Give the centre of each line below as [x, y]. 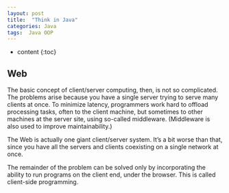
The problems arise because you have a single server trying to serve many [113, 97]
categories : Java [32, 26]
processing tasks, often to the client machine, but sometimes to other [105, 112]
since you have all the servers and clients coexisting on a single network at [113, 147]
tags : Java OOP [30, 33]
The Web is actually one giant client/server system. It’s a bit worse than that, [115, 140]
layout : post [26, 13]
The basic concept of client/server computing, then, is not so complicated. [112, 90]
